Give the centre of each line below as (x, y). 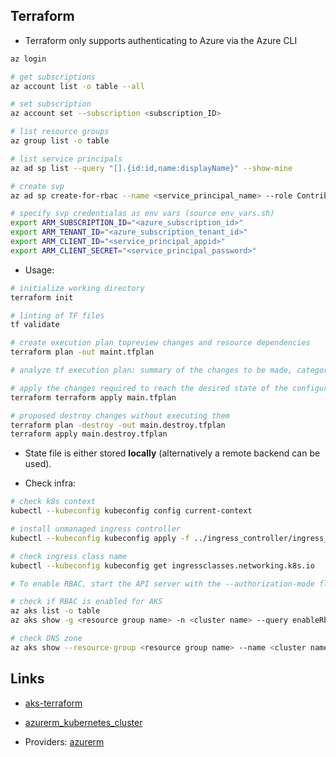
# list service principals (66, 159)
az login (28, 59)
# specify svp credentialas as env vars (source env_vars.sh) (142, 214)
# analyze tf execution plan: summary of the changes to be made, (151, 370)
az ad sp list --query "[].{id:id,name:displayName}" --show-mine (151, 168)
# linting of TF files (57, 315)
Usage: (39, 270)
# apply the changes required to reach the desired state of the (149, 388)
